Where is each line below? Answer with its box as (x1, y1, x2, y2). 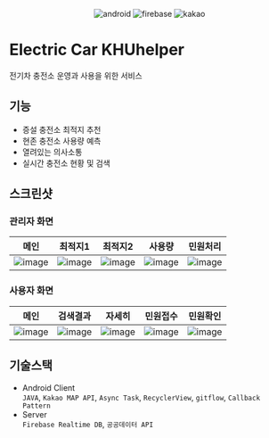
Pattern (21, 401, 51, 410)
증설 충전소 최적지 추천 (21, 124, 102, 135)
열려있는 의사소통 (21, 146, 83, 157)
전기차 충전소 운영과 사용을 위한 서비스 (9, 70, 143, 80)
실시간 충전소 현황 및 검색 (21, 157, 111, 169)
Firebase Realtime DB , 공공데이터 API (21, 418, 154, 429)
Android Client (21, 382, 76, 393)
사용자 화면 (9, 285, 54, 297)
